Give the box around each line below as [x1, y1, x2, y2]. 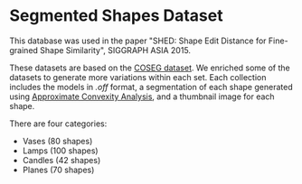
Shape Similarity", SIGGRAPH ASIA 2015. [40, 44, 192, 55]
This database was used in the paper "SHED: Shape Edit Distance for [9, 35, 267, 46]
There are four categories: [9, 118, 108, 129]
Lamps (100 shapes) [22, 145, 99, 156]
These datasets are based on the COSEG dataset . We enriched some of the [9, 62, 291, 73]
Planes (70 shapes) [22, 164, 95, 175]
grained [9, 44, 39, 55]
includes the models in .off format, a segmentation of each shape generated [9, 81, 293, 92]
